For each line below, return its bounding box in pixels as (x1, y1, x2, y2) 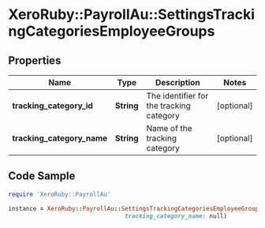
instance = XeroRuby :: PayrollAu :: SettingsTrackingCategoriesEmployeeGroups (8, 204, 263, 212)
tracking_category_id (12, 100, 93, 111)
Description (155, 77, 200, 88)
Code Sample (8, 170, 76, 183)
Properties (8, 54, 62, 67)
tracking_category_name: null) (125, 211, 227, 220)
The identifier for (146, 91, 209, 101)
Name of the (146, 123, 192, 133)
